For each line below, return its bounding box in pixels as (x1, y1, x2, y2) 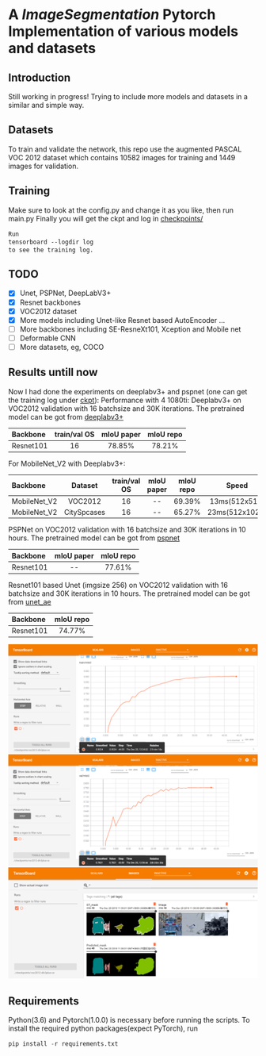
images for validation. (8, 161, 79, 171)
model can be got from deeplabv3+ (8, 412, 124, 421)
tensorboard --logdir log (8, 238, 93, 246)
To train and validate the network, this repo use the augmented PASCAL (8, 144, 242, 154)
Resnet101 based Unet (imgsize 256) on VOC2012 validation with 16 (8, 580, 228, 589)
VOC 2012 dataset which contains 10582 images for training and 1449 (8, 152, 236, 162)
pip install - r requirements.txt (8, 1040, 119, 1048)
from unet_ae (8, 597, 51, 606)
